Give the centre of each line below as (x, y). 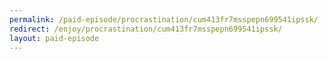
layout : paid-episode (54, 38)
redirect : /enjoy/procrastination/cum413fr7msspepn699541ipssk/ (146, 29)
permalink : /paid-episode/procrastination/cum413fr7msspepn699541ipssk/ (164, 19)
